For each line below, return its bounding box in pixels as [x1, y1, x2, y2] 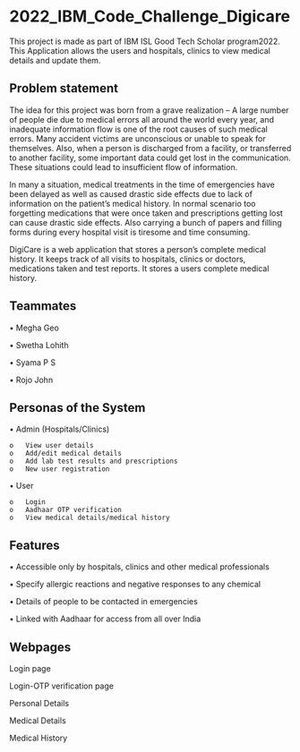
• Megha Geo [9, 322, 60, 333]
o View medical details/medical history [9, 513, 170, 523]
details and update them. [9, 55, 101, 65]
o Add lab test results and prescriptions [9, 457, 178, 466]
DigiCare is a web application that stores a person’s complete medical [9, 244, 267, 254]
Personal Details [9, 698, 70, 708]
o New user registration [9, 465, 110, 474]
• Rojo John [9, 374, 54, 385]
